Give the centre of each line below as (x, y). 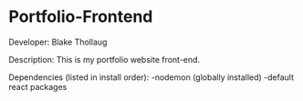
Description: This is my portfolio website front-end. (104, 59)
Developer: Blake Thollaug (58, 42)
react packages (38, 86)
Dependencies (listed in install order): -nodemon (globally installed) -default (151, 77)
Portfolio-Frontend (81, 17)
